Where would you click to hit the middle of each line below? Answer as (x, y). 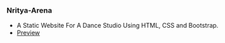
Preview (28, 33)
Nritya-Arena (30, 10)
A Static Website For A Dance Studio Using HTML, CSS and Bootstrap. (117, 26)
